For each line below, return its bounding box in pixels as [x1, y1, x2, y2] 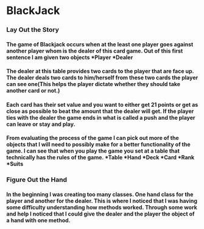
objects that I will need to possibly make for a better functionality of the [6, 141, 191, 148]
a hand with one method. [6, 217, 71, 224]
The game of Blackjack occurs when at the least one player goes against [6, 40, 194, 48]
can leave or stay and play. [6, 120, 76, 128]
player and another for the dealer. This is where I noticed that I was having [6, 197, 198, 205]
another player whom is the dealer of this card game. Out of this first [6, 47, 183, 54]
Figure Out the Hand [6, 175, 68, 184]
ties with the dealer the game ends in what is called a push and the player [6, 114, 196, 121]
